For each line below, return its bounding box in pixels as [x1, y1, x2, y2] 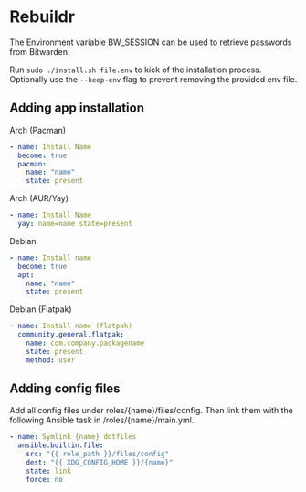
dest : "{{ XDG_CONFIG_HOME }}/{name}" [26, 458, 174, 467]
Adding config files [9, 381, 121, 397]
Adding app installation [9, 101, 144, 116]
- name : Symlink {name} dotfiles [9, 433, 137, 442]
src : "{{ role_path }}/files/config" [26, 450, 170, 459]
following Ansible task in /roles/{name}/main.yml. [9, 414, 195, 426]
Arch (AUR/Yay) [9, 193, 69, 204]
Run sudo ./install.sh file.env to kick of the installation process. [9, 64, 262, 75]
